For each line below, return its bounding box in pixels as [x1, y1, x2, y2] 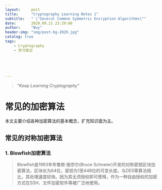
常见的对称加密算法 [5, 133, 63, 142]
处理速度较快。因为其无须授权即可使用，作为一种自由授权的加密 [30, 174, 158, 180]
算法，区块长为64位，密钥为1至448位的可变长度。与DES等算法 [21, 168, 147, 173]
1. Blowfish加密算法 [5, 150, 51, 156]
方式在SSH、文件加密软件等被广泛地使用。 [16, 180, 103, 186]
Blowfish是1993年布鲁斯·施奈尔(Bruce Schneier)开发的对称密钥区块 [16, 162, 151, 168]
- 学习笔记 [14, 48, 33, 53]
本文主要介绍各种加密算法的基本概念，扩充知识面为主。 [5, 118, 115, 124]
